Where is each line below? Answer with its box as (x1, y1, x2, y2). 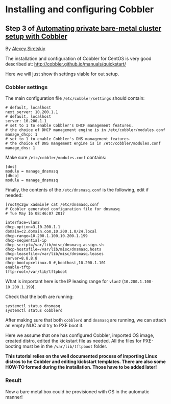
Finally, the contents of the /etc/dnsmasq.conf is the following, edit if (5, 187, 149, 193)
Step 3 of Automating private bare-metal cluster (5, 24, 162, 33)
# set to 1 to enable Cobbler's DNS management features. (5, 137, 131, 142)
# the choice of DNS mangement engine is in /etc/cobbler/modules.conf (5, 141, 161, 146)
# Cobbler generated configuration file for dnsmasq (5, 206, 120, 212)
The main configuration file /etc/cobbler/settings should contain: (5, 95, 145, 101)
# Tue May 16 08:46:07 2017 (5, 211, 65, 216)
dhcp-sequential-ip (5, 238, 47, 243)
